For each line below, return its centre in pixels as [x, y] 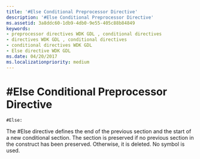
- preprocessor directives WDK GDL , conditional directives [84, 34]
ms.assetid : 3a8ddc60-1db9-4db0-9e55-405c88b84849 [71, 23]
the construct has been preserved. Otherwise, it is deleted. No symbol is [96, 144]
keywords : [19, 28]
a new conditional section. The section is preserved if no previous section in [100, 138]
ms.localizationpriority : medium [48, 62]
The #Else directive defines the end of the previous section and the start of [99, 131]
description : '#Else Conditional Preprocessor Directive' [80, 17]
